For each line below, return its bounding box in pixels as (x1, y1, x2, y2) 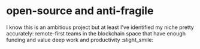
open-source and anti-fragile (6, 4, 154, 18)
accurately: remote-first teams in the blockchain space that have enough (6, 30, 186, 37)
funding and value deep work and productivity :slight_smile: (6, 36, 154, 43)
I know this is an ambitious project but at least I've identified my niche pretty (6, 24, 195, 31)
